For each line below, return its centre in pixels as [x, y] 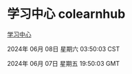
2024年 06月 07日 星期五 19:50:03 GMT [64, 63]
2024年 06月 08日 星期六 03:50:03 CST [64, 49]
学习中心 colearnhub [66, 14]
